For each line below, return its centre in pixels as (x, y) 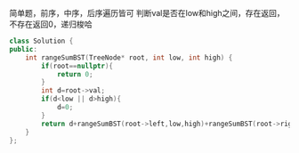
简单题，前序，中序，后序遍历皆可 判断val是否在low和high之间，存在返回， (147, 13)
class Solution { (41, 41)
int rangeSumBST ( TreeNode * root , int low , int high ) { (129, 57)
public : (24, 49)
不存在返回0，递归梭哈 (51, 24)
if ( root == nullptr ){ (77, 66)
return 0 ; (75, 74)
